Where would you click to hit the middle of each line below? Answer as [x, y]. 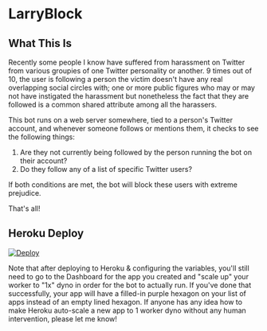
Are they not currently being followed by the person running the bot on [136, 152]
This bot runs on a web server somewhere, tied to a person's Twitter [121, 120]
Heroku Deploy [46, 234]
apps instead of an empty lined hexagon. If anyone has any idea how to [126, 302]
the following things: [42, 137]
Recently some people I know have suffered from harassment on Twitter [127, 62]
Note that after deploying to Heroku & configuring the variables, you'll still [129, 268]
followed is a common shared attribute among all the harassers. [113, 105]
